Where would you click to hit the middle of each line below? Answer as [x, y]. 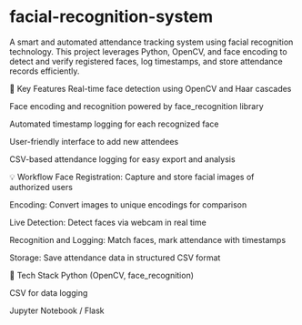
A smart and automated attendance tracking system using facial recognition [151, 42]
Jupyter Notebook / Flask [57, 310]
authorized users [41, 187]
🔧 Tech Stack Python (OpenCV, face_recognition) [101, 275]
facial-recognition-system [111, 17]
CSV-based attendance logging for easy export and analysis [122, 159]
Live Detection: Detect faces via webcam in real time [108, 222]
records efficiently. [45, 71]
